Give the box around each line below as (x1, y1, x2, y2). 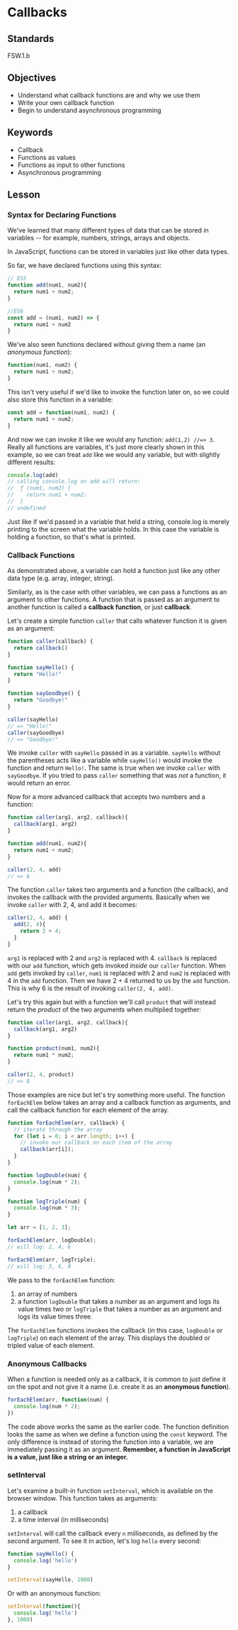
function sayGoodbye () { (7, 690, 81, 697)
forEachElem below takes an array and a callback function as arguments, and (7, 1098, 231, 1106)
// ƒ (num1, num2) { (7, 485, 72, 492)
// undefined (7, 504, 46, 512)
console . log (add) (7, 471, 59, 478)
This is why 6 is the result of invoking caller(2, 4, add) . (7, 984, 174, 992)
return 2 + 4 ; (20, 928, 62, 935)
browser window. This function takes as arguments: (7, 1494, 158, 1502)
